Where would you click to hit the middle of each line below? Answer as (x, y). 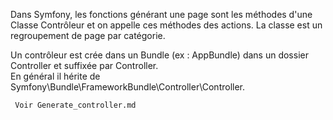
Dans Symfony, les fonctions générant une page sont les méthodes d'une (161, 14)
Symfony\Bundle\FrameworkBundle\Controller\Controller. (128, 87)
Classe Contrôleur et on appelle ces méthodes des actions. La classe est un (166, 25)
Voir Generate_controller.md (75, 105)
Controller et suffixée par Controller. (84, 65)
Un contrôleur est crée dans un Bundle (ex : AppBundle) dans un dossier (159, 55)
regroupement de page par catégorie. (88, 35)
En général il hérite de (55, 76)
